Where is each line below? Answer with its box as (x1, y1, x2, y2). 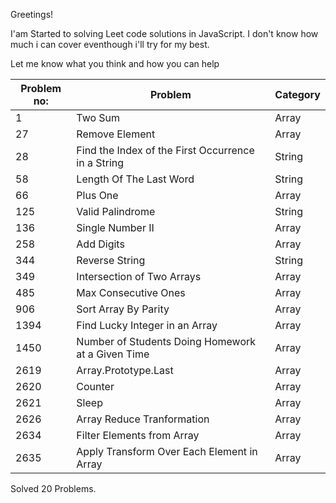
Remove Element (76, 127, 156, 141)
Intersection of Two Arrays (76, 270, 202, 283)
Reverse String (76, 254, 146, 267)
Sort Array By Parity (76, 302, 170, 316)
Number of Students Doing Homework (76, 335, 257, 348)
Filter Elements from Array (76, 429, 200, 442)
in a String (76, 156, 125, 169)
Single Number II (76, 221, 155, 234)
